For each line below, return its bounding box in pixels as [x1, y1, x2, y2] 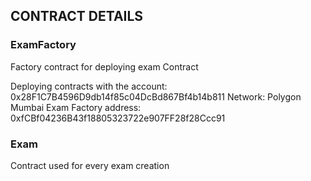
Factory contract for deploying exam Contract [10, 60, 199, 73]
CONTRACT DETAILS [10, 8, 144, 25]
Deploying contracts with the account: [10, 80, 168, 92]
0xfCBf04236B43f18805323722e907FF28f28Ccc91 [10, 112, 226, 124]
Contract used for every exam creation [10, 159, 170, 171]
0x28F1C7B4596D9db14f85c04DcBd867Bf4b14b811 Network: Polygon [10, 90, 302, 103]
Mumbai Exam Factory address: [10, 101, 142, 113]
